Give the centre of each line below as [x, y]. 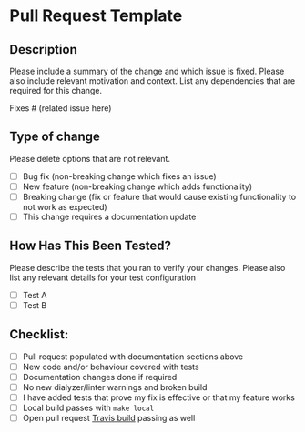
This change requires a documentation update [109, 216]
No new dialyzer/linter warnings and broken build [115, 387]
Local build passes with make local [88, 408]
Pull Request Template [96, 16]
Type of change [55, 137]
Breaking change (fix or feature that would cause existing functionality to [159, 196]
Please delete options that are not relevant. [90, 158]
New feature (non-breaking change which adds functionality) [137, 186]
